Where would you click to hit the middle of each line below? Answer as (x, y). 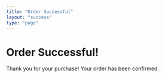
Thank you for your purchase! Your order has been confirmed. (83, 68)
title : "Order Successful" (40, 12)
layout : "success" (29, 17)
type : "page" (22, 23)
